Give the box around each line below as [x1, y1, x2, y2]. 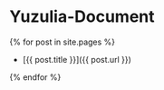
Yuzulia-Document [9, 6, 156, 27]
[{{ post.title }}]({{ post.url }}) [22, 54, 131, 65]
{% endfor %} [9, 71, 62, 83]
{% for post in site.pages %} [9, 36, 116, 47]
